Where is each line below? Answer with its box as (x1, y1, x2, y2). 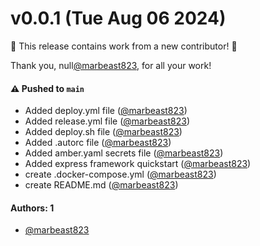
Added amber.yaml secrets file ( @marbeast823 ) (24, 147, 224, 159)
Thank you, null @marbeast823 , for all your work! (10, 59, 212, 71)
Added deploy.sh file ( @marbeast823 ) (24, 126, 183, 138)
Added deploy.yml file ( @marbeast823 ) (24, 105, 188, 117)
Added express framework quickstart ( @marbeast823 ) (24, 158, 252, 170)
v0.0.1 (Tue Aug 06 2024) (10, 7, 227, 30)
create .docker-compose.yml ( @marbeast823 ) (24, 168, 217, 181)
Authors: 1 (10, 202, 55, 214)
